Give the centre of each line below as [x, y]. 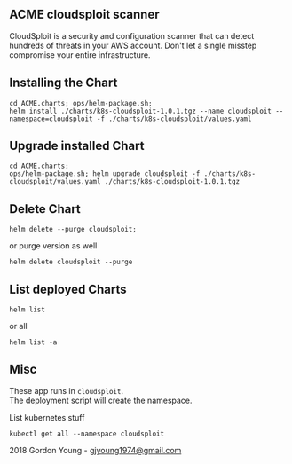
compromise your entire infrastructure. [80, 55]
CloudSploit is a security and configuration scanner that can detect [132, 35]
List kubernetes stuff [47, 417]
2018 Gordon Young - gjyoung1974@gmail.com [95, 450]
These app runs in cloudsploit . [67, 390]
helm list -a [33, 342]
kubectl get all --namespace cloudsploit [87, 434]
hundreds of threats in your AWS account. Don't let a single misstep [133, 45]
